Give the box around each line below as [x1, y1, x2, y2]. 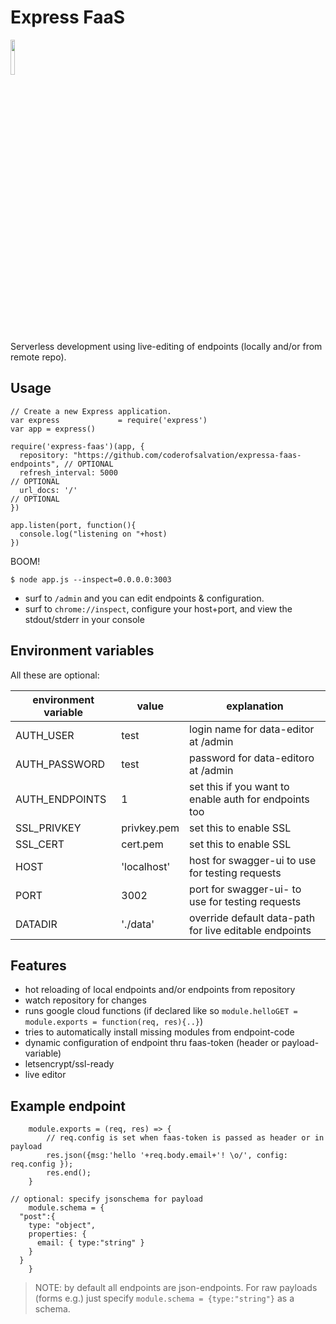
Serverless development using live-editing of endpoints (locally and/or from [10, 340, 323, 352]
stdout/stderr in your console [24, 613, 145, 625]
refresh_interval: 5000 [19, 467, 118, 478]
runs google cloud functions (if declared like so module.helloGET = [24, 1005, 298, 1017]
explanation [226, 699, 284, 713]
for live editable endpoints [189, 923, 312, 937]
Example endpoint [10, 1097, 127, 1115]
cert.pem [121, 837, 164, 851]
